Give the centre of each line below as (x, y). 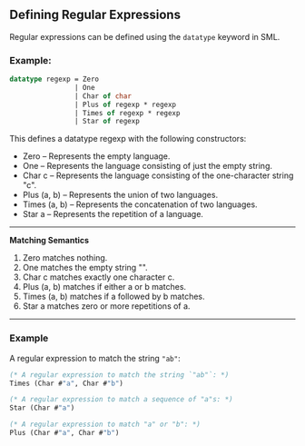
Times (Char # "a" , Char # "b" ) (67, 383)
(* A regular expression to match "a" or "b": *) (105, 425)
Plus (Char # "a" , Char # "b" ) (64, 433)
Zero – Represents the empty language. (96, 156)
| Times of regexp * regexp (127, 113)
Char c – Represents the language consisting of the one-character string (158, 175)
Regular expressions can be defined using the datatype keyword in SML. (145, 36)
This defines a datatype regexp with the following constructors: (128, 139)
